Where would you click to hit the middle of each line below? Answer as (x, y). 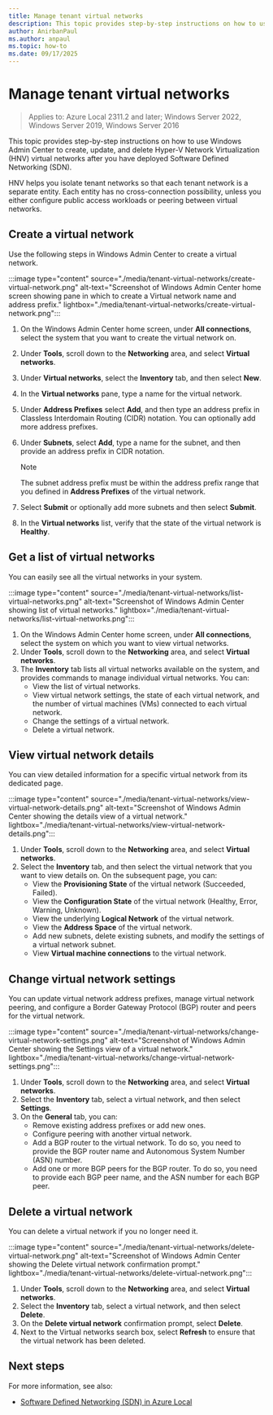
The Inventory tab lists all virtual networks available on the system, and (140, 669)
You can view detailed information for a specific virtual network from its (128, 775)
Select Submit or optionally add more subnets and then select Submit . (139, 507)
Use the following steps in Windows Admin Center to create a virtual (123, 254)
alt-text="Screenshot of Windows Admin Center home (171, 287)
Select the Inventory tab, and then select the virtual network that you (136, 867)
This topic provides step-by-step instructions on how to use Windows (125, 141)
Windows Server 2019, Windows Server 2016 (104, 125)
